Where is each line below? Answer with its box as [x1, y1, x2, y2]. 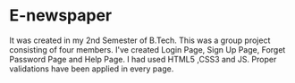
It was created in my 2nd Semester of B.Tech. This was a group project [9, 35, 271, 46]
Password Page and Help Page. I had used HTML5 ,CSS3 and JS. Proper [9, 54, 277, 64]
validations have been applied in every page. [9, 63, 174, 74]
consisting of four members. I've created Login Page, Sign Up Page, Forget [9, 44, 286, 54]
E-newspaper [9, 5, 113, 26]
